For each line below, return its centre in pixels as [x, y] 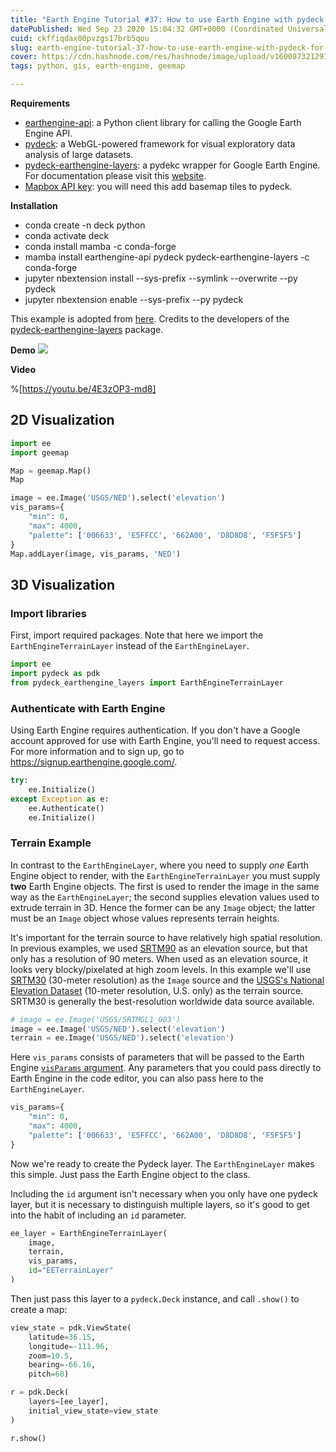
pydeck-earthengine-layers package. [87, 329]
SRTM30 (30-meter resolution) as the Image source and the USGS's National [167, 980]
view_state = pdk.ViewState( [71, 1327]
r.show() [28, 1438]
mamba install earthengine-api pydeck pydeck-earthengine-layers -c [167, 257]
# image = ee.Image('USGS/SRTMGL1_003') [96, 1019]
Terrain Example [51, 843]
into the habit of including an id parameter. [98, 1215]
